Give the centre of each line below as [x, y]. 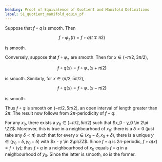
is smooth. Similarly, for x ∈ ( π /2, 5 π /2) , [45, 78]
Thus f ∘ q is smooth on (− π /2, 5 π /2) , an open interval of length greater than [81, 108]
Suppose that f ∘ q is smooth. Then [40, 28]
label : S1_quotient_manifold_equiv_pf [44, 14]
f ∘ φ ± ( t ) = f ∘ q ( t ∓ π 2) [82, 38]
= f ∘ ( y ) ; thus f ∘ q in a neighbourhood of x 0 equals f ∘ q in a [66, 148]
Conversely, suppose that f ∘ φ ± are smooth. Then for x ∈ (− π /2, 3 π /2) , [77, 58]
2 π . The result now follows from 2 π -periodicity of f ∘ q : [60, 113]
